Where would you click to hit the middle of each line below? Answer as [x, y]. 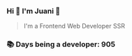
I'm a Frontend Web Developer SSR [74, 26]
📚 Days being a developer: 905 [61, 44]
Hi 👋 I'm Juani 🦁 [34, 11]
